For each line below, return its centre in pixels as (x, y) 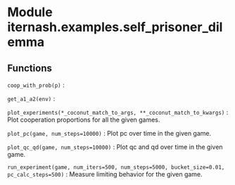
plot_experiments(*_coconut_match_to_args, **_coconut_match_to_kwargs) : (118, 112)
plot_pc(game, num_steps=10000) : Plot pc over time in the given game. (109, 133)
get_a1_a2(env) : (31, 98)
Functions (30, 68)
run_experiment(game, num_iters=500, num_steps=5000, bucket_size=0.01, (116, 167)
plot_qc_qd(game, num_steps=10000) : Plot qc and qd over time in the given (115, 147)
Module (30, 12)
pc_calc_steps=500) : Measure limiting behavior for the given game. (105, 174)
